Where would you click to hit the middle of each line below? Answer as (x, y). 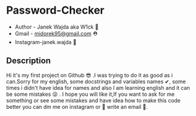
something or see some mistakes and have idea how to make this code (94, 100)
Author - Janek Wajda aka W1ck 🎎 (56, 27)
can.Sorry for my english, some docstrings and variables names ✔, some (96, 81)
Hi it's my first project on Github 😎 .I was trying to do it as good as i (90, 75)
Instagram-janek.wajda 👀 (45, 42)
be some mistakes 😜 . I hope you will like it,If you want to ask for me (91, 94)
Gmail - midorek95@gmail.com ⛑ (56, 33)
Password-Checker (55, 10)
